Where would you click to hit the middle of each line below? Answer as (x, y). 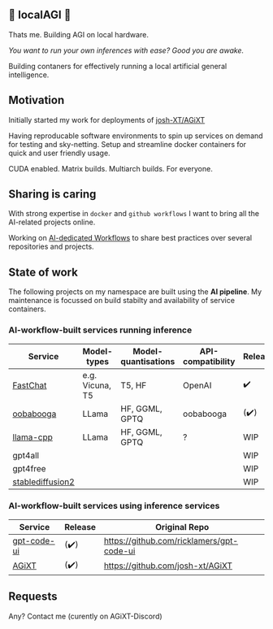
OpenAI (197, 385)
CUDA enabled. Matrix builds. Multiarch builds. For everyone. (110, 168)
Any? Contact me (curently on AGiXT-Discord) (85, 616)
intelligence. (29, 75)
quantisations (148, 361)
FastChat (30, 385)
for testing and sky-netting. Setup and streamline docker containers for (127, 144)
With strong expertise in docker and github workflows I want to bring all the (134, 214)
